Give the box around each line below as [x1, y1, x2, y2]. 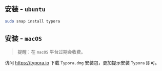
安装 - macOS [5, 34, 42, 43]
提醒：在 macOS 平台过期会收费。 [17, 49, 86, 55]
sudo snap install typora [5, 18, 60, 24]
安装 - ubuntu [5, 5, 46, 14]
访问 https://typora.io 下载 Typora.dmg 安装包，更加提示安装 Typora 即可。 [5, 59, 160, 65]
